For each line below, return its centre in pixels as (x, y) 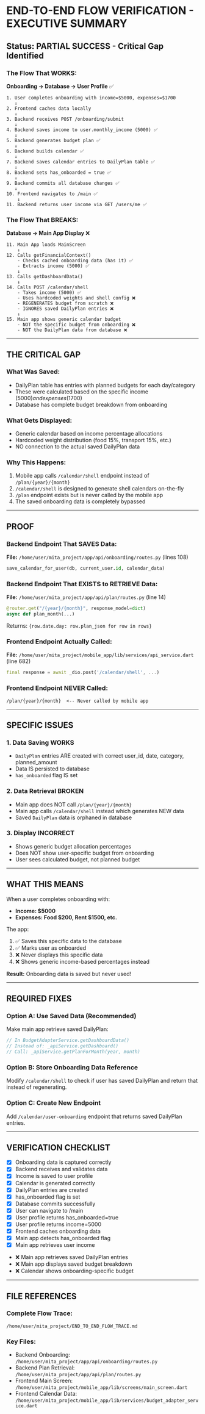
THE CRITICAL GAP (44, 354)
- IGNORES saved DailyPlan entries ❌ (66, 309)
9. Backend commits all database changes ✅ (63, 183)
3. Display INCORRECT (41, 833)
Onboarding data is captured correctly (63, 1162)
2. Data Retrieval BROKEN (45, 791)
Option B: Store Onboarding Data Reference (72, 1067)
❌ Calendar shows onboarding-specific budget (74, 1271)
